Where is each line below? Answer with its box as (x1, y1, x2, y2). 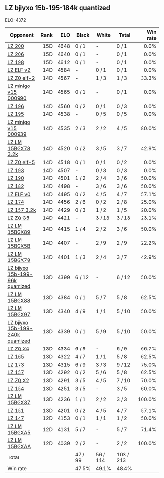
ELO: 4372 (5, 17, 26, 22)
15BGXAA (7, 443, 31, 450)
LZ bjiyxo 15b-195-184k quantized (5, 4, 111, 12)
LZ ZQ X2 (7, 377, 29, 384)
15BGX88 (7, 297, 31, 304)
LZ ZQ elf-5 (7, 159, 35, 166)
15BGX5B (7, 242, 31, 249)
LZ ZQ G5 (7, 215, 30, 221)
